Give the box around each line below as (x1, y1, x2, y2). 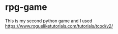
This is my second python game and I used (5, 18, 92, 24)
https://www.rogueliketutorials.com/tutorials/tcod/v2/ (5, 23, 113, 29)
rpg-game (5, 1, 48, 13)
